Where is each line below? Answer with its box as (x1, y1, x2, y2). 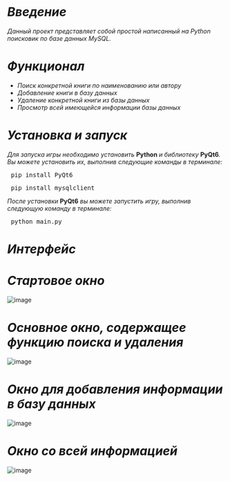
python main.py (10, 217, 62, 225)
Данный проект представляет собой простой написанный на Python (7, 27, 211, 35)
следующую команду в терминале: (7, 204, 112, 213)
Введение (7, 4, 67, 20)
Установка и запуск (7, 128, 128, 144)
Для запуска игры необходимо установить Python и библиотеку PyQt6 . (7, 150, 221, 159)
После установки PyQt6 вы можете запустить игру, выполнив (7, 197, 191, 205)
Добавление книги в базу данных (17, 88, 117, 97)
